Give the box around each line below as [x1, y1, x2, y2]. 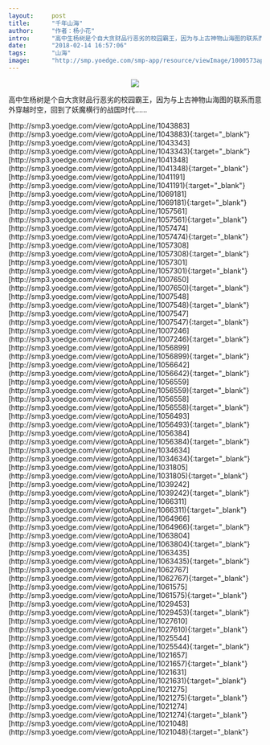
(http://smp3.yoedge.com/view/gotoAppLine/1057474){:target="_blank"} [8, 231, 249, 241]
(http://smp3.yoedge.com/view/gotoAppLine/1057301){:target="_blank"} [8, 266, 248, 276]
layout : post [8, 11, 67, 20]
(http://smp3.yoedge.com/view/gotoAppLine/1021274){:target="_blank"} [8, 710, 247, 719]
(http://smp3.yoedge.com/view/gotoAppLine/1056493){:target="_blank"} [8, 420, 251, 429]
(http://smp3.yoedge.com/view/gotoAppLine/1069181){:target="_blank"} [8, 198, 247, 207]
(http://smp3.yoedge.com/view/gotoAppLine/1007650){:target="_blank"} [8, 283, 250, 293]
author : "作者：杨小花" [8, 27, 95, 35]
